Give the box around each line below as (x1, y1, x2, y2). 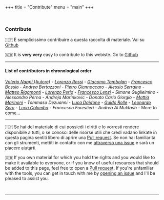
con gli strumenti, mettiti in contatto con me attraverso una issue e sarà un (5, 140, 155, 145)
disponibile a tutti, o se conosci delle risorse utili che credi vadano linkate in (5, 129, 157, 135)
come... (5, 110, 20, 116)
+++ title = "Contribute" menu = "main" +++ (5, 4, 94, 10)
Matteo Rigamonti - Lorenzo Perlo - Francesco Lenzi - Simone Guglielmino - (5, 89, 159, 95)
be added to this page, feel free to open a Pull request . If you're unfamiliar (5, 165, 154, 171)
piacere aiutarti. (5, 145, 37, 151)
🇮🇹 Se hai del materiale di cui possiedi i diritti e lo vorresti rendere (5, 124, 139, 130)
